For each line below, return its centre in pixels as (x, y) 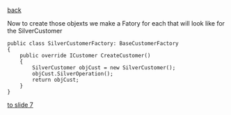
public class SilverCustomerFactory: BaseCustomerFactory (93, 44)
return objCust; (56, 80)
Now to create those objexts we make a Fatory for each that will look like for (116, 23)
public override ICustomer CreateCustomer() (85, 55)
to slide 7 (20, 105)
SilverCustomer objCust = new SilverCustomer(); (104, 68)
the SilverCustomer (35, 31)
